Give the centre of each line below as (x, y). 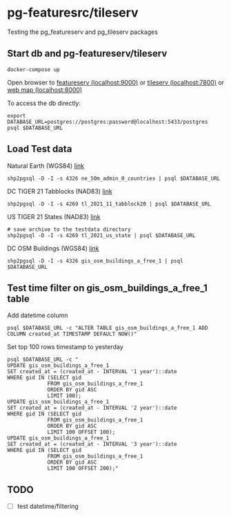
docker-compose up (33, 69)
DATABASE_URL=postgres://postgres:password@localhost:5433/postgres (108, 122)
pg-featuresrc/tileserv (73, 13)
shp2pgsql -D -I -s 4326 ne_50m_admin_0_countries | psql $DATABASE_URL (114, 178)
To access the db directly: (44, 103)
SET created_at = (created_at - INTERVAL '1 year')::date (92, 372)
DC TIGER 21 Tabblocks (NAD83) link (60, 191)
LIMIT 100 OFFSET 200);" (83, 469)
